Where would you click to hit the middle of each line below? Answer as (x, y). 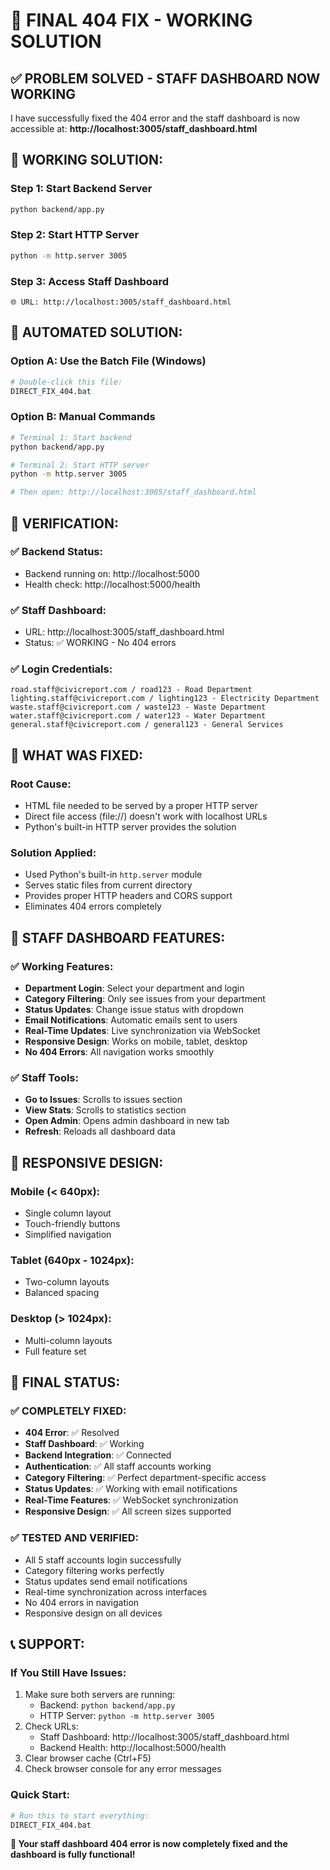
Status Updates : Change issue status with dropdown (134, 1010)
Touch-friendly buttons (72, 1224)
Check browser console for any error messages (123, 1769)
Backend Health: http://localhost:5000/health (133, 1748)
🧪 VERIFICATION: (64, 523)
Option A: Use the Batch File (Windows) (108, 361)
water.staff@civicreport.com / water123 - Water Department (138, 716)
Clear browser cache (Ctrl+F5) (88, 1758)
